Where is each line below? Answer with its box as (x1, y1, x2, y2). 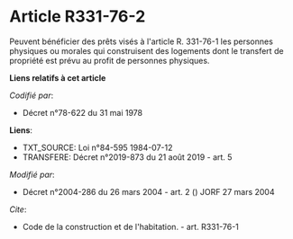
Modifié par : (9, 169, 56, 180)
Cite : (9, 204, 27, 215)
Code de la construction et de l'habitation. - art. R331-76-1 (22, 221, 239, 232)
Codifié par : (9, 90, 54, 101)
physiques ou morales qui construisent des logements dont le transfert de (9, 45, 284, 56)
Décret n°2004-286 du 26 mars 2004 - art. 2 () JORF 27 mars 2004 (22, 186, 275, 197)
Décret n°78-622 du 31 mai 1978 (22, 107, 142, 118)
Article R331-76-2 (9, 6, 146, 27)
